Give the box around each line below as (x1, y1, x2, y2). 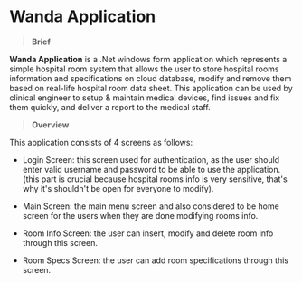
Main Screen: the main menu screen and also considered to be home (22, 201, 280, 212)
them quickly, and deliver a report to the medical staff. (9, 101, 211, 112)
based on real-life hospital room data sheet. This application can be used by (9, 82, 294, 93)
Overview (31, 119, 70, 130)
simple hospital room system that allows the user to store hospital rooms (9, 63, 279, 74)
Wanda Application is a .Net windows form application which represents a (9, 53, 288, 64)
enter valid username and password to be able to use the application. (22, 164, 281, 175)
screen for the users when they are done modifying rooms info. (22, 210, 259, 221)
